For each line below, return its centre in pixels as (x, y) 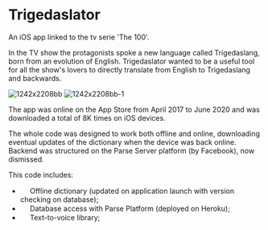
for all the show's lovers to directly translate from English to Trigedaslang (130, 69)
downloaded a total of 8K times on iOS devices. (87, 117)
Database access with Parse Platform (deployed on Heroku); (130, 208)
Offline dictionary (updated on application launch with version (132, 191)
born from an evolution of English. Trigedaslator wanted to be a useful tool (132, 61)
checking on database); (59, 199)
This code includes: (41, 175)
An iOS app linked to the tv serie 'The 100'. (79, 37)
